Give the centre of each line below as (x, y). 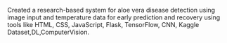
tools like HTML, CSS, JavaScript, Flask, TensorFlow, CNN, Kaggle (103, 25)
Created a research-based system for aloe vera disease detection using (111, 10)
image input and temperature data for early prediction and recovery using (114, 17)
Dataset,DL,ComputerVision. (48, 32)
